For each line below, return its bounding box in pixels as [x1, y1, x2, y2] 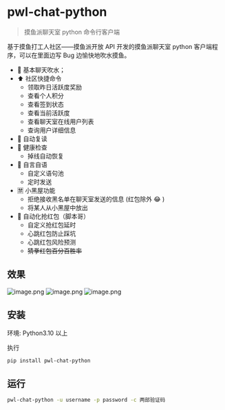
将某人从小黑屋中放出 [27, 203, 88, 212]
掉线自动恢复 [27, 152, 64, 160]
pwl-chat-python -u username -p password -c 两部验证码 [7, 397, 166, 404]
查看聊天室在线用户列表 [27, 117, 94, 125]
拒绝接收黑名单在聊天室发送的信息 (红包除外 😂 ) [27, 194, 165, 203]
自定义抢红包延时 [27, 221, 76, 229]
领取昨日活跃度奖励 [27, 83, 83, 91]
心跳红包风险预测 [27, 238, 76, 246]
